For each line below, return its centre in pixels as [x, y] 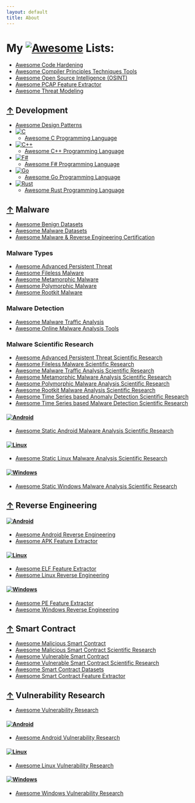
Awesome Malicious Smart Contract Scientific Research [86, 650]
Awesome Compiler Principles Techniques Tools [76, 72]
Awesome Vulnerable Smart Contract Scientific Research [87, 663]
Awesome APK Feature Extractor [56, 541]
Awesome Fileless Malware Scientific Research [75, 364]
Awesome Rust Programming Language [74, 190]
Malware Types [30, 253]
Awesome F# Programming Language [72, 164]
